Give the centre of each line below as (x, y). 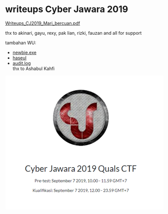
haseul (19, 58)
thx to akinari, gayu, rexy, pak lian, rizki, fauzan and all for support (73, 33)
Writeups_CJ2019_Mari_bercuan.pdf (43, 23)
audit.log (22, 63)
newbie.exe (24, 52)
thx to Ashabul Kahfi (33, 68)
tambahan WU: (21, 43)
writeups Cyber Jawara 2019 (67, 9)
